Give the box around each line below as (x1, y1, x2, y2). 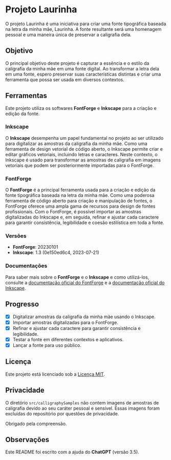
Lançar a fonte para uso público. (12, 342, 82, 348)
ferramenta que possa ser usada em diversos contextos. (5, 76, 124, 83)
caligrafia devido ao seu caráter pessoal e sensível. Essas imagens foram (5, 405, 160, 411)
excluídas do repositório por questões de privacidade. (5, 410, 119, 417)
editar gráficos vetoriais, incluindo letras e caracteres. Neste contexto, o (5, 151, 158, 157)
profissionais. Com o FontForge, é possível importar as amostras (5, 209, 142, 215)
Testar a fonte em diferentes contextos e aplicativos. (12, 336, 124, 342)
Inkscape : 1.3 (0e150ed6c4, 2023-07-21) (12, 249, 100, 255)
